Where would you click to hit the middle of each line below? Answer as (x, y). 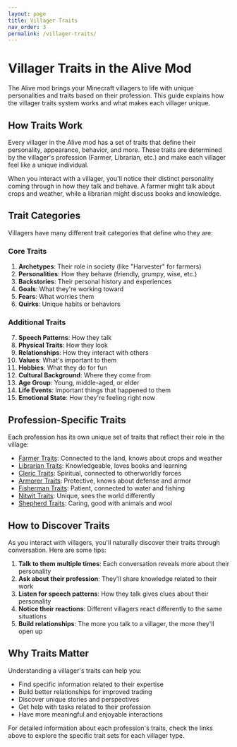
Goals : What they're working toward (71, 289)
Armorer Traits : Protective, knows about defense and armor (105, 481)
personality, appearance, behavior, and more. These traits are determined (115, 150)
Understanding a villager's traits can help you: (75, 670)
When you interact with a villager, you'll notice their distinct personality (111, 178)
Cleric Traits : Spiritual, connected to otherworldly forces (100, 474)
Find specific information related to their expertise (91, 684)
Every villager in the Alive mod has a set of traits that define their (102, 142)
